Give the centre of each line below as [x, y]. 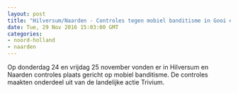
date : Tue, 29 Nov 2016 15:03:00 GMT [63, 27]
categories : [25, 34]
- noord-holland [31, 40]
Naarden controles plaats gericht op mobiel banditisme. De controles [108, 75]
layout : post [27, 14]
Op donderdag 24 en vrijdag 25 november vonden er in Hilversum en [108, 67]
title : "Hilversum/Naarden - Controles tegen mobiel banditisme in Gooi [117, 21]
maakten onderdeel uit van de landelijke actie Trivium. [86, 82]
